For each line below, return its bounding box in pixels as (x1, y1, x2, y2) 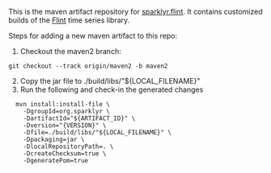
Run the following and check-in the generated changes (19, 84, 204, 94)
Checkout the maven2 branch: (19, 47, 121, 56)
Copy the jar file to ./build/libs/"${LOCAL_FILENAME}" (19, 76, 201, 85)
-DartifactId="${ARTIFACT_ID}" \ (23, 114, 136, 122)
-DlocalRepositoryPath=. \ (23, 142, 114, 150)
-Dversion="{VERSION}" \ (23, 122, 107, 130)
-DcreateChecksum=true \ (23, 150, 107, 158)
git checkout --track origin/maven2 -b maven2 (8, 62, 168, 70)
